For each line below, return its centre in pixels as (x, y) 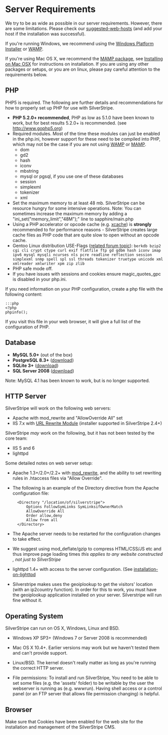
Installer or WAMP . (24, 49)
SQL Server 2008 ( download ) (43, 371)
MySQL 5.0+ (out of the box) (42, 354)
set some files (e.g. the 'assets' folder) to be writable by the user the (83, 683)
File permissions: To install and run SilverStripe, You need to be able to (86, 678)
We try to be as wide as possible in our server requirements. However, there (84, 23)
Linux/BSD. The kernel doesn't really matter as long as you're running (84, 663)
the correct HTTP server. (38, 668)
